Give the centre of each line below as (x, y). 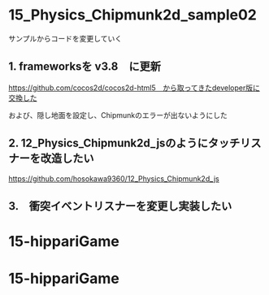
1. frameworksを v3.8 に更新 (85, 67)
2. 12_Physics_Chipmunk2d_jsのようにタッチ (124, 143)
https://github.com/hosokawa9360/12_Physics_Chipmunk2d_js (114, 178)
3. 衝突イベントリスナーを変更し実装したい (120, 206)
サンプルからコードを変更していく (65, 38)
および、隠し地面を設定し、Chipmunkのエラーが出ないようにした (118, 115)
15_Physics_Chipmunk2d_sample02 (133, 15)
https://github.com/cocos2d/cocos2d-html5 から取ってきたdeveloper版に (134, 88)
